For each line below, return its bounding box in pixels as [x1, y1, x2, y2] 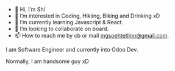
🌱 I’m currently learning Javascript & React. [14, 19, 123, 25]
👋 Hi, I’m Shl [14, 6, 45, 13]
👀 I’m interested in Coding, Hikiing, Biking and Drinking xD [14, 12, 160, 19]
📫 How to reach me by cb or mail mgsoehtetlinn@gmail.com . [14, 32, 169, 39]
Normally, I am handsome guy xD [5, 58, 89, 65]
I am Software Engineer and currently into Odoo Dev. [5, 46, 138, 53]
